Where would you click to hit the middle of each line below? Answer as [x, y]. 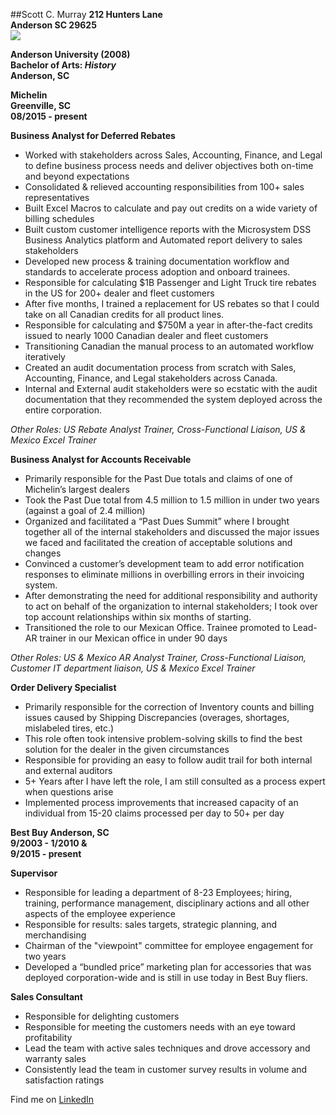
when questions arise [69, 792]
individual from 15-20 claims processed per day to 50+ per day [154, 813]
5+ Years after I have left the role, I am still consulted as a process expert [175, 781]
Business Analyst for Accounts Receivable [101, 459]
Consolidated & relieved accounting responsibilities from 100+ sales [164, 187]
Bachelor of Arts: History [63, 65]
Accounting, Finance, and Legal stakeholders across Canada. [151, 378]
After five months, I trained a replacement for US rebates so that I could [172, 303]
